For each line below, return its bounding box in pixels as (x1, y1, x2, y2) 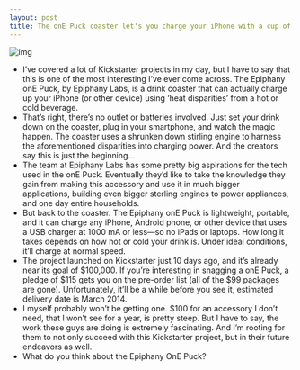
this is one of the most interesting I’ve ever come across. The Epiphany (22, 73, 286, 84)
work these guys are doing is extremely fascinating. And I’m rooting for (22, 321, 286, 333)
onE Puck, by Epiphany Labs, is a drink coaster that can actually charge (22, 83, 287, 94)
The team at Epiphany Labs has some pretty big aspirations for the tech (22, 159, 287, 170)
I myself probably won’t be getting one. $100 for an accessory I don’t (22, 302, 278, 313)
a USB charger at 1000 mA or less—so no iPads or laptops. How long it (22, 226, 285, 237)
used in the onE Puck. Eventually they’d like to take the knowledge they (22, 168, 286, 180)
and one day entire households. (22, 197, 140, 208)
